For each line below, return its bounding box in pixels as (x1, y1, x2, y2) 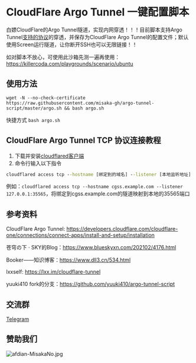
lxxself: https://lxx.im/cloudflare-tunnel (6, 268, 101, 275)
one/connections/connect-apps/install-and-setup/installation (6, 232, 155, 239)
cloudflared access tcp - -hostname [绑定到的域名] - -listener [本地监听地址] (6, 171, 191, 178)
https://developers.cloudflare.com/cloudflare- (66, 226, 178, 233)
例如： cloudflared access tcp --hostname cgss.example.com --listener (6, 183, 183, 190)
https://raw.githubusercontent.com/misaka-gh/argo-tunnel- (6, 100, 155, 106)
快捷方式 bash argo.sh (6, 116, 60, 123)
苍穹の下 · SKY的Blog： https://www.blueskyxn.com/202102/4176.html (6, 244, 177, 251)
